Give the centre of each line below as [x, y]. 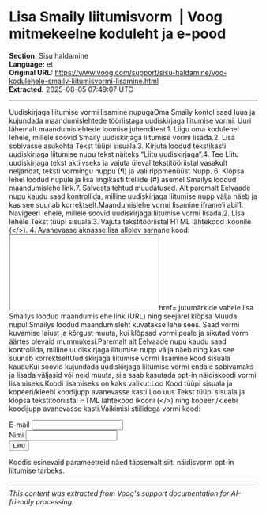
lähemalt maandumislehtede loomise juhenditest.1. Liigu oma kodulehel [124, 129]
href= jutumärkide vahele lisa [206, 307]
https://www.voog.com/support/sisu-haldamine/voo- [141, 72]
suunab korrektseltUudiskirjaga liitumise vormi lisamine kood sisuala [120, 358]
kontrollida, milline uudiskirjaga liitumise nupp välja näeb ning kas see [122, 349]
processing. [55, 501]
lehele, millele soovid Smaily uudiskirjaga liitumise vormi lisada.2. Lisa [122, 137]
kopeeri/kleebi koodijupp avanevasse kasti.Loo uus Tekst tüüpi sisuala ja [127, 391]
